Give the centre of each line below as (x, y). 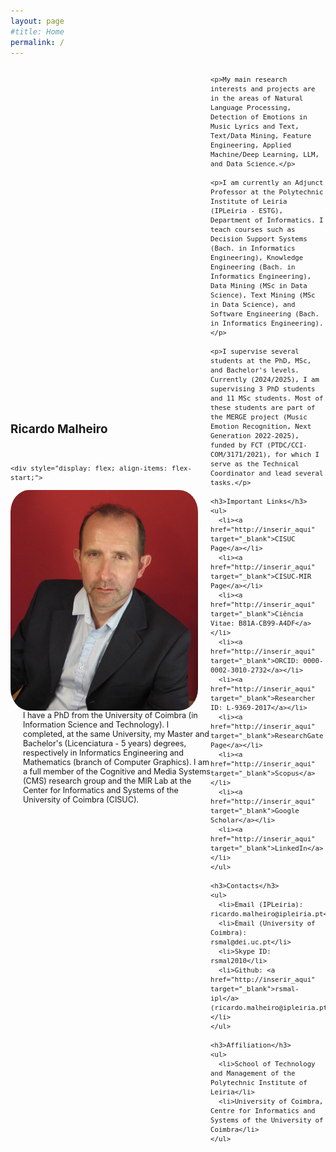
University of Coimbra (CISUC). (81, 799)
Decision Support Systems (259, 239)
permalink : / (37, 42)
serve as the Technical (255, 464)
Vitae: (222, 623)
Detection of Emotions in (259, 117)
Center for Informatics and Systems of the (101, 790)
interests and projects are (263, 89)
